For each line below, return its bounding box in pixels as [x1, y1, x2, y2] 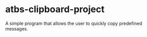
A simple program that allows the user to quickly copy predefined [5, 20, 142, 26]
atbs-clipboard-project [5, 4, 105, 15]
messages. [5, 25, 28, 31]
